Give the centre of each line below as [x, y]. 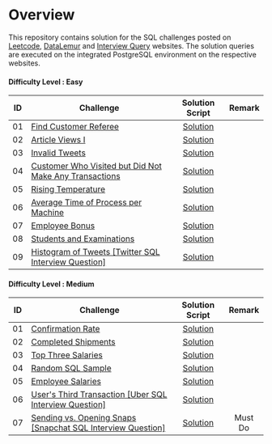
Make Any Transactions [76, 176]
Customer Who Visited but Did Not [96, 166]
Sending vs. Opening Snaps [84, 418]
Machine [48, 213]
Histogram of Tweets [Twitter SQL [96, 252]
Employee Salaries [66, 382]
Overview [42, 15]
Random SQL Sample [71, 368]
